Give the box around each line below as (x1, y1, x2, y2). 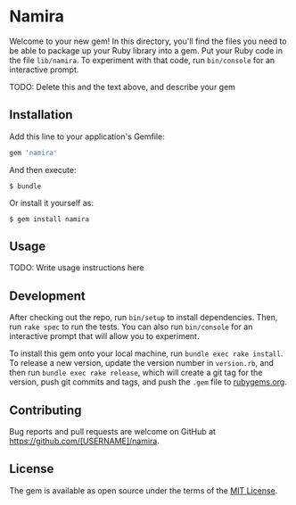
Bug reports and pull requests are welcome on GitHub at (9, 426, 217, 437)
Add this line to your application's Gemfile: (9, 131, 165, 142)
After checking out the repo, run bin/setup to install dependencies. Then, (9, 312, 278, 323)
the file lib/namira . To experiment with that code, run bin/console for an (9, 54, 275, 65)
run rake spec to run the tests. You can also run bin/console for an (9, 321, 253, 332)
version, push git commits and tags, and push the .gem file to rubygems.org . (9, 377, 288, 387)
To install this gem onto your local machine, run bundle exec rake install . (9, 348, 284, 359)
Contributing (9, 402, 82, 418)
